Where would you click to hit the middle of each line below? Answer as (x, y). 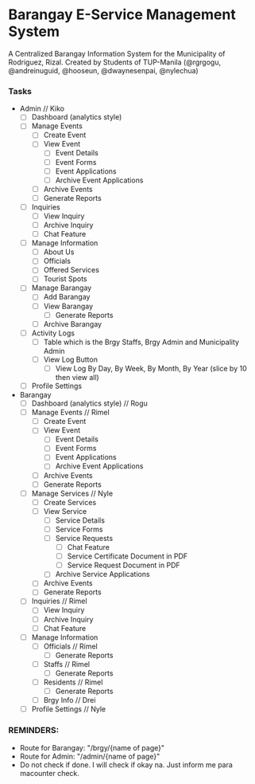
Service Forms (79, 529)
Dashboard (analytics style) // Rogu (90, 403)
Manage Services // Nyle (72, 493)
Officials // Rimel (70, 646)
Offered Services (71, 270)
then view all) (77, 377)
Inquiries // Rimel (59, 601)
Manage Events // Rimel (70, 413)
